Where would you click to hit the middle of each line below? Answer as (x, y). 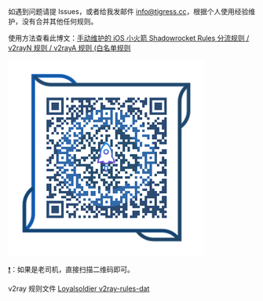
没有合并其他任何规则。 (60, 21)
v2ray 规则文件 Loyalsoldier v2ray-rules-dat (79, 288)
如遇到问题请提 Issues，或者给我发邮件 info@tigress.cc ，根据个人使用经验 (128, 11)
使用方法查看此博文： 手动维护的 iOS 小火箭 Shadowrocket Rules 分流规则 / (129, 38)
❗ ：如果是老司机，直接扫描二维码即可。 (71, 269)
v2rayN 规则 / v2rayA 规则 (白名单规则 (69, 48)
